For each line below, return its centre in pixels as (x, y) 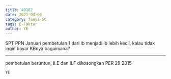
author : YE (17, 29)
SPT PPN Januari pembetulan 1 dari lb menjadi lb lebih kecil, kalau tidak (80, 43)
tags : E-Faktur (21, 24)
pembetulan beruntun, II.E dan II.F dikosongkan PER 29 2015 (68, 63)
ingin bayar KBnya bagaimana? (38, 49)
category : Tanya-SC (26, 19)
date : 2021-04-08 (24, 15)
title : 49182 (19, 10)
